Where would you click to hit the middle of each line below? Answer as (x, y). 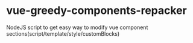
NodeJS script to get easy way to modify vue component (77, 27)
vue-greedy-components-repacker (96, 11)
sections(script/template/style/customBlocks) (63, 33)
